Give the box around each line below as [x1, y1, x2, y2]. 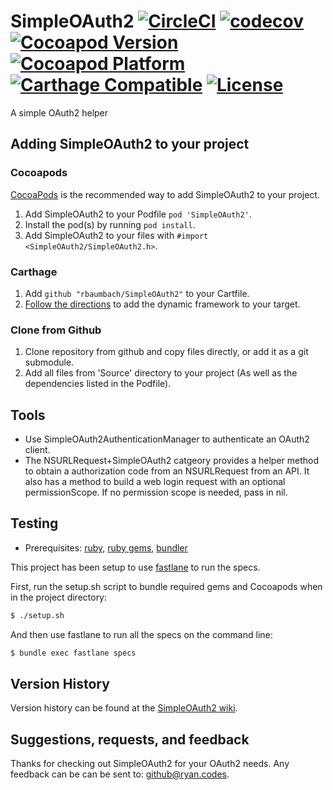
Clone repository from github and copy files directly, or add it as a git [24, 346, 309, 358]
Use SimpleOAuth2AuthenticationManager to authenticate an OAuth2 [24, 433, 310, 445]
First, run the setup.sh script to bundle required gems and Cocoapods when [10, 580, 323, 592]
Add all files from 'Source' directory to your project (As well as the [24, 367, 298, 379]
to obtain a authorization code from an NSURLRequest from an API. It [24, 465, 310, 477]
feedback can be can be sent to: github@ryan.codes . [10, 768, 230, 780]
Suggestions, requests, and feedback [10, 731, 250, 748]
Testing [10, 515, 59, 532]
